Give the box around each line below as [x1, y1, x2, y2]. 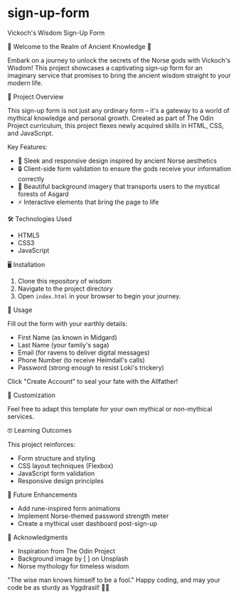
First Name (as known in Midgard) [17, 333, 117, 342]
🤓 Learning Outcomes [7, 426, 72, 434]
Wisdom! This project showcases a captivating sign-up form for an [7, 63, 202, 72]
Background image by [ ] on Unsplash [17, 554, 129, 563]
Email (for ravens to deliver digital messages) [17, 348, 151, 357]
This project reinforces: [7, 440, 76, 448]
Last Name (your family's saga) [17, 340, 109, 349]
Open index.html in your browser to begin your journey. [17, 291, 181, 300]
